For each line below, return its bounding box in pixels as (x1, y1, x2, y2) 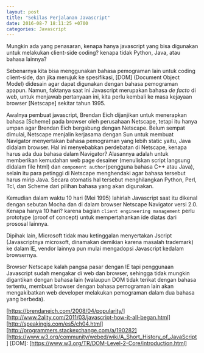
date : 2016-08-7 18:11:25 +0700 (6, 20, 88, 26)
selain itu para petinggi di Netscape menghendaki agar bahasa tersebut (6, 170, 186, 177)
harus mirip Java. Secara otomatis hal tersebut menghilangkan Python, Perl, (6, 176, 197, 183)
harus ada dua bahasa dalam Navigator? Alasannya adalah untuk (6, 150, 169, 158)
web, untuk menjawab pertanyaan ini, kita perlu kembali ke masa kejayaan (6, 93, 192, 100)
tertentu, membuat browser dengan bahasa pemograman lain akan (6, 282, 174, 290)
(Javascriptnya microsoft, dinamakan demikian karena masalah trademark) (6, 239, 194, 246)
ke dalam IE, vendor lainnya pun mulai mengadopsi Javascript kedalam (6, 245, 184, 253)
